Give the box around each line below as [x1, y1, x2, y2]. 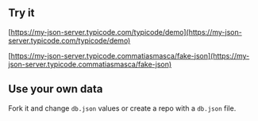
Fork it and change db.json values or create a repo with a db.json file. [8, 103, 237, 113]
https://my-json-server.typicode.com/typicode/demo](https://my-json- [10, 27, 242, 36]
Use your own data [8, 82, 103, 96]
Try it [8, 6, 35, 20]
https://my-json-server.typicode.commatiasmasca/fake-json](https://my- [10, 51, 250, 60]
